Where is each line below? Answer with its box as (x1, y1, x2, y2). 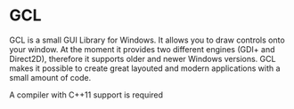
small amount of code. (9, 72, 92, 82)
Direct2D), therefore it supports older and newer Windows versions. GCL (9, 53, 276, 64)
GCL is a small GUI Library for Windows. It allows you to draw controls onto (9, 35, 285, 45)
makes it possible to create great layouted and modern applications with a (9, 63, 281, 74)
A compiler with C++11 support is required (9, 90, 163, 100)
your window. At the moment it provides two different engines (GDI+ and (9, 43, 275, 54)
